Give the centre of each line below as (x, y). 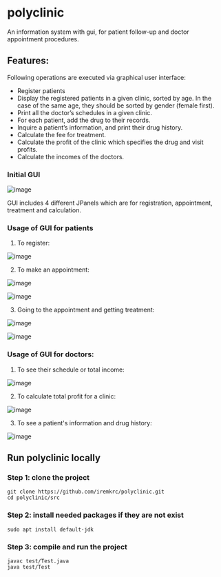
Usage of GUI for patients (50, 227)
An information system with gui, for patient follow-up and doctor (98, 32)
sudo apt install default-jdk (51, 529)
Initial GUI (24, 174)
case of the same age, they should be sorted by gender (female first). (116, 105)
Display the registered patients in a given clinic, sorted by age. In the (114, 98)
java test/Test (29, 567)
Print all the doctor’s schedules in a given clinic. (85, 112)
